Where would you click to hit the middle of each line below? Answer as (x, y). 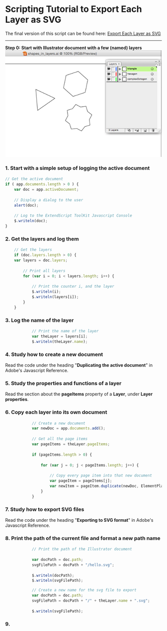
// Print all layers (44, 271)
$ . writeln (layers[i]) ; (55, 297)
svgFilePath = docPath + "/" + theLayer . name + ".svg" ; (91, 601)
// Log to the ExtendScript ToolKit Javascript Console (73, 216)
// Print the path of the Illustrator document (82, 549)
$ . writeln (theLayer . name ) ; (60, 341)
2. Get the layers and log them (42, 238)
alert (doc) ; (26, 205)
